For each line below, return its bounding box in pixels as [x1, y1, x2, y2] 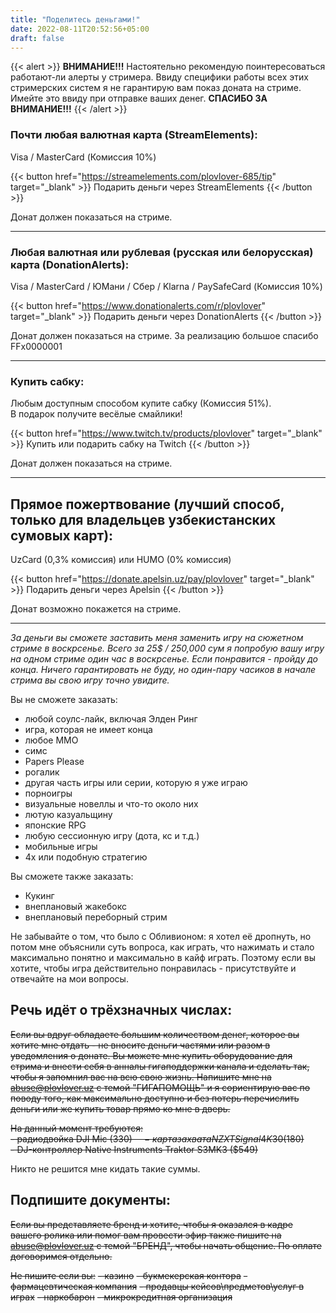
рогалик [24, 766, 60, 778]
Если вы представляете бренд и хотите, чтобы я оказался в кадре [10, 1218, 294, 1230]
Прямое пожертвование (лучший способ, [10, 496, 285, 513]
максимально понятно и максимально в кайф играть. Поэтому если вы [10, 952, 317, 964]
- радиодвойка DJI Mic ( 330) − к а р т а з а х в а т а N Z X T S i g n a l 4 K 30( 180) [10, 1132, 305, 1145]
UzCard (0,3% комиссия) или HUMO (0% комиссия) [10, 554, 232, 566]
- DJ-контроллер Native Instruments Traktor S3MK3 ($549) [10, 1143, 258, 1155]
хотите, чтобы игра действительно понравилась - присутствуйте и [10, 962, 297, 975]
